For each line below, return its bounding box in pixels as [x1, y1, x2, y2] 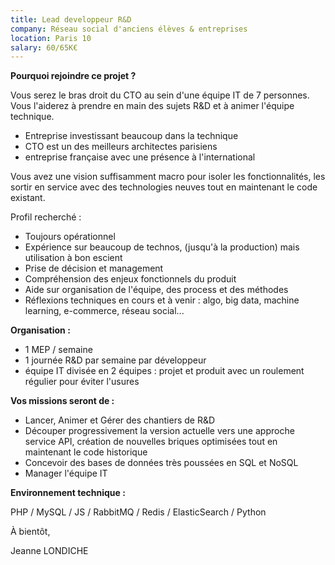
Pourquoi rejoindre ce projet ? [10, 70, 137, 82]
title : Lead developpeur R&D [10, 14, 132, 25]
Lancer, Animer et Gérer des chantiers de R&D [24, 414, 216, 426]
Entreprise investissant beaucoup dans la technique [24, 130, 239, 142]
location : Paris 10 [10, 33, 92, 43]
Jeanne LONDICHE [10, 545, 89, 557]
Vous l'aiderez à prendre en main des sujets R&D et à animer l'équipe [10, 100, 295, 112]
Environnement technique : [10, 487, 126, 499]
